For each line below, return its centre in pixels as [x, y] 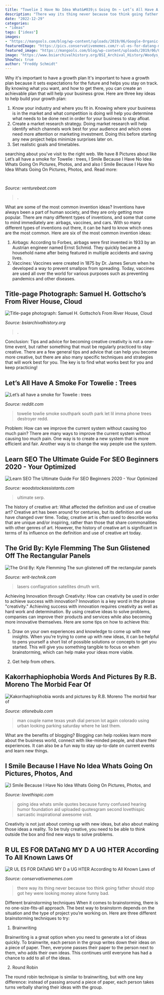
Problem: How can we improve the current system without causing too [76, 428]
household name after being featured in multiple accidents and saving [82, 252]
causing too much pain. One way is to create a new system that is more [77, 439]
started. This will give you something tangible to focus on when [76, 647]
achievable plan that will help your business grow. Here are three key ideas [80, 94]
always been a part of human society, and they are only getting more [74, 212]
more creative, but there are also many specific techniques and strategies [79, 357]
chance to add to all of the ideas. [38, 958]
